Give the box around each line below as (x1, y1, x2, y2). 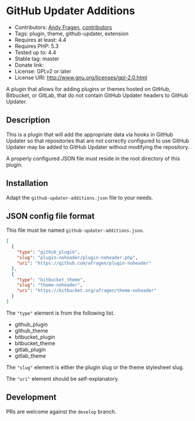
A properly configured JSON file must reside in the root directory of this (6, 155, 180, 162)
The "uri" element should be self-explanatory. (6, 375, 120, 382)
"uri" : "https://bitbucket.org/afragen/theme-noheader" (16, 288, 157, 294)
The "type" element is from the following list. (6, 309, 115, 316)
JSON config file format (6, 211, 95, 221)
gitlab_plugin (14, 346, 46, 353)
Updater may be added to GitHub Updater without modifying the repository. (6, 143, 190, 150)
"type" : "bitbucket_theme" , (16, 277, 85, 283)
